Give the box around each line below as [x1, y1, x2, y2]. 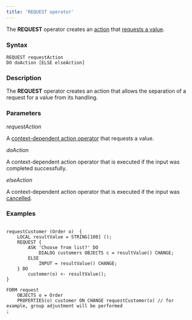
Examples [6, 210, 36, 218]
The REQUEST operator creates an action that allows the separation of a [6, 87, 186, 95]
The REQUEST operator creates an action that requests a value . [6, 25, 165, 33]
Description [6, 73, 42, 82]
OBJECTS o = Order [17, 292, 63, 298]
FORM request [6, 287, 39, 293]
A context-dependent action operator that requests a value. [6, 135, 155, 142]
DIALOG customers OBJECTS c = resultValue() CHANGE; [38, 250, 174, 256]
